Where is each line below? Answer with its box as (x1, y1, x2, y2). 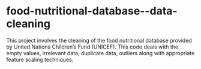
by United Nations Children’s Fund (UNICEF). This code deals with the (6, 43, 179, 50)
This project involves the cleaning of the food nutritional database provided (6, 37, 192, 44)
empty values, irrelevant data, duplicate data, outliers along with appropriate (6, 49, 195, 56)
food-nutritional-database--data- (6, 4, 178, 18)
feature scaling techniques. (6, 56, 74, 63)
